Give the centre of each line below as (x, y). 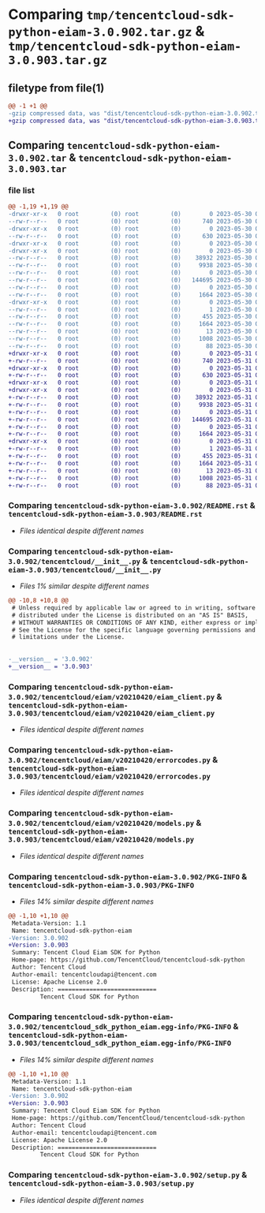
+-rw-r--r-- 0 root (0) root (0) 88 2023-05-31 (130, 485)
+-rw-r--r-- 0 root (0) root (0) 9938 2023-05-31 (130, 405)
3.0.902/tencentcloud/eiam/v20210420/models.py (101, 823)
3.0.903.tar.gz (58, 60)
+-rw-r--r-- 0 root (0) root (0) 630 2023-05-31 (130, 375)
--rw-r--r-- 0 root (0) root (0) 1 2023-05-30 (130, 309)
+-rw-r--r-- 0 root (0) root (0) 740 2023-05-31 (130, 360)
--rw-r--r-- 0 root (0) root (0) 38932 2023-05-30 (130, 258)
